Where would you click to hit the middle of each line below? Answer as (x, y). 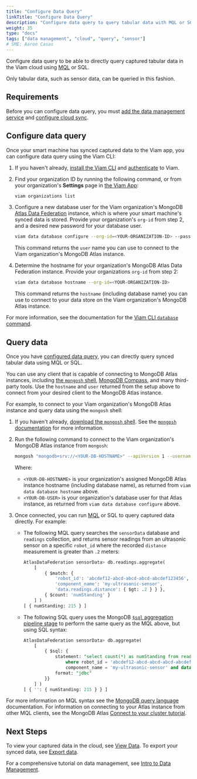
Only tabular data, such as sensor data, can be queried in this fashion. (91, 78)
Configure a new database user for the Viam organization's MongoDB (98, 207)
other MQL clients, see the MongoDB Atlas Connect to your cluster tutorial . (96, 713)
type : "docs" (22, 33)
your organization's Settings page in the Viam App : (77, 185)
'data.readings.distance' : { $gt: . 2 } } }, (110, 590)
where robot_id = (86, 662)
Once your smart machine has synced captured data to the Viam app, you (95, 150)
